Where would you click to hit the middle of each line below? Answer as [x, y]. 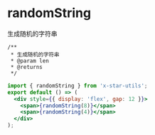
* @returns [26, 67]
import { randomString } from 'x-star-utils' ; [77, 86]
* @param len [30, 61]
